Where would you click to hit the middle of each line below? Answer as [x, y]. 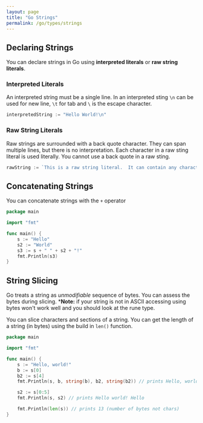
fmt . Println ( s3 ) [38, 256]
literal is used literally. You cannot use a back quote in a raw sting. [88, 156]
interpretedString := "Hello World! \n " [56, 115]
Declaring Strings [40, 47]
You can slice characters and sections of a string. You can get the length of [100, 320]
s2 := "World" [35, 245]
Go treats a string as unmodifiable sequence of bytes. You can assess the [98, 295]
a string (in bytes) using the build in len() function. [69, 326]
